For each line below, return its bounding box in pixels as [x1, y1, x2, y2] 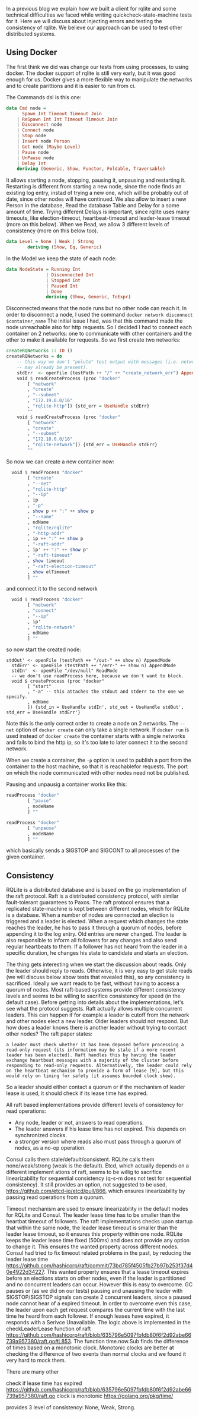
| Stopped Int [46, 277, 81, 283]
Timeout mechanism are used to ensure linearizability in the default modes [6, 1205, 188, 1213]
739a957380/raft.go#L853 [6, 1338, 71, 1345]
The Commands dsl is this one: [6, 93, 82, 100]
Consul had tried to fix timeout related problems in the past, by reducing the [6, 1249, 191, 1257]
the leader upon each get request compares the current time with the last [6, 1306, 185, 1314]
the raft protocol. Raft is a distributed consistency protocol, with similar [6, 892, 179, 900]
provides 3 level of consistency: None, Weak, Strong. [6, 1404, 136, 1411]
